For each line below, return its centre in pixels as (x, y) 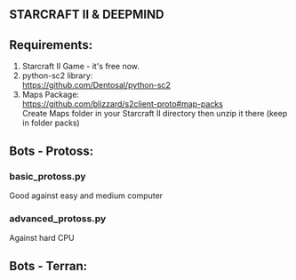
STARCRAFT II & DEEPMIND (87, 15)
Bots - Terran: (48, 266)
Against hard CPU (42, 238)
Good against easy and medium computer (86, 196)
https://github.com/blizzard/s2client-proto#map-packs (123, 104)
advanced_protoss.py (58, 219)
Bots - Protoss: (52, 151)
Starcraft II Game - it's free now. (81, 67)
